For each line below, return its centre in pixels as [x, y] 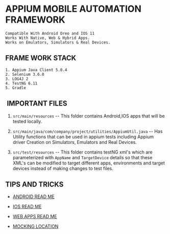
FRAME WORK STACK [41, 58]
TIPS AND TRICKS [34, 184]
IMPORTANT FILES [37, 104]
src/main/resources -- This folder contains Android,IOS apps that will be [89, 116]
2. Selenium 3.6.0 [25, 74]
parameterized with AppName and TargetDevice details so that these [82, 157]
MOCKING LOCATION [35, 226]
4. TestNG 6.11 [21, 83]
